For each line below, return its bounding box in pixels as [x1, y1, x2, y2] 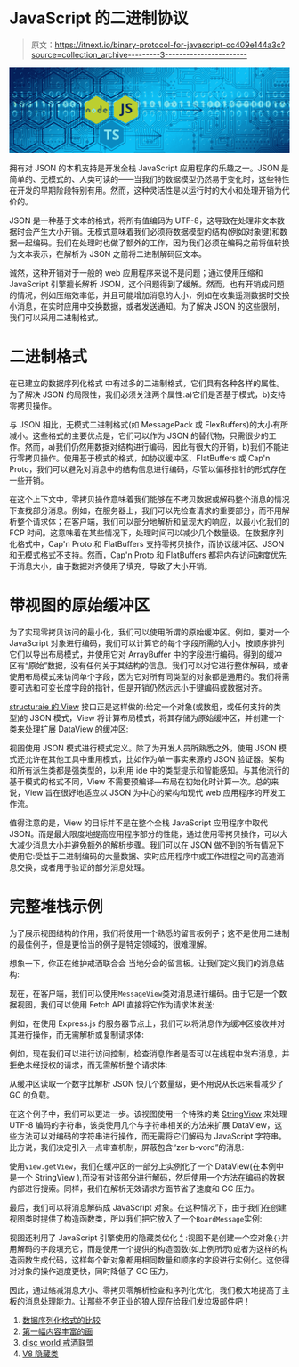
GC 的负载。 [9, 1089, 55, 1100]
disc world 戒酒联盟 [21, 1337, 95, 1347]
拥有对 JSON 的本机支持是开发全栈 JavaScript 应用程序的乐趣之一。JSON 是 [9, 162, 289, 173]
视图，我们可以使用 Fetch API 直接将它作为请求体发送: [16, 998, 215, 1009]
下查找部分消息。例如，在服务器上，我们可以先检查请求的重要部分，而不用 [9, 505, 282, 516]
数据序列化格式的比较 [21, 1314, 101, 1325]
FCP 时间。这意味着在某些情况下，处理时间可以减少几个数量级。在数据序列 [9, 527, 285, 538]
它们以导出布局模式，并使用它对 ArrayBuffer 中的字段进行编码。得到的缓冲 [9, 649, 283, 659]
